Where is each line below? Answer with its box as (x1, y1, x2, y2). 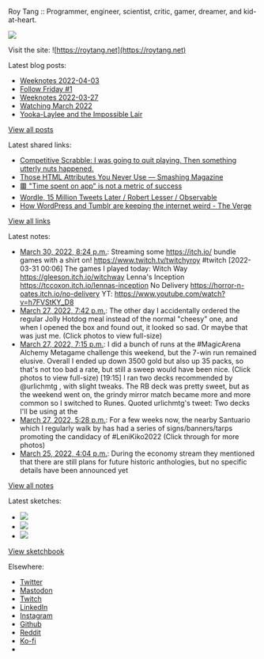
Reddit (19, 628, 41, 637)
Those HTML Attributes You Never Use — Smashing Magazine (19, 172, 224, 181)
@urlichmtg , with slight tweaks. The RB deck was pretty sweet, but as (19, 381, 250, 391)
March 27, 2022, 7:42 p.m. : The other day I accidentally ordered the (19, 306, 240, 315)
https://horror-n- (190, 281, 245, 290)
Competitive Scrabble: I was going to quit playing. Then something (19, 156, 237, 165)
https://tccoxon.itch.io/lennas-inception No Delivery (19, 281, 189, 290)
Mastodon (19, 585, 53, 595)
